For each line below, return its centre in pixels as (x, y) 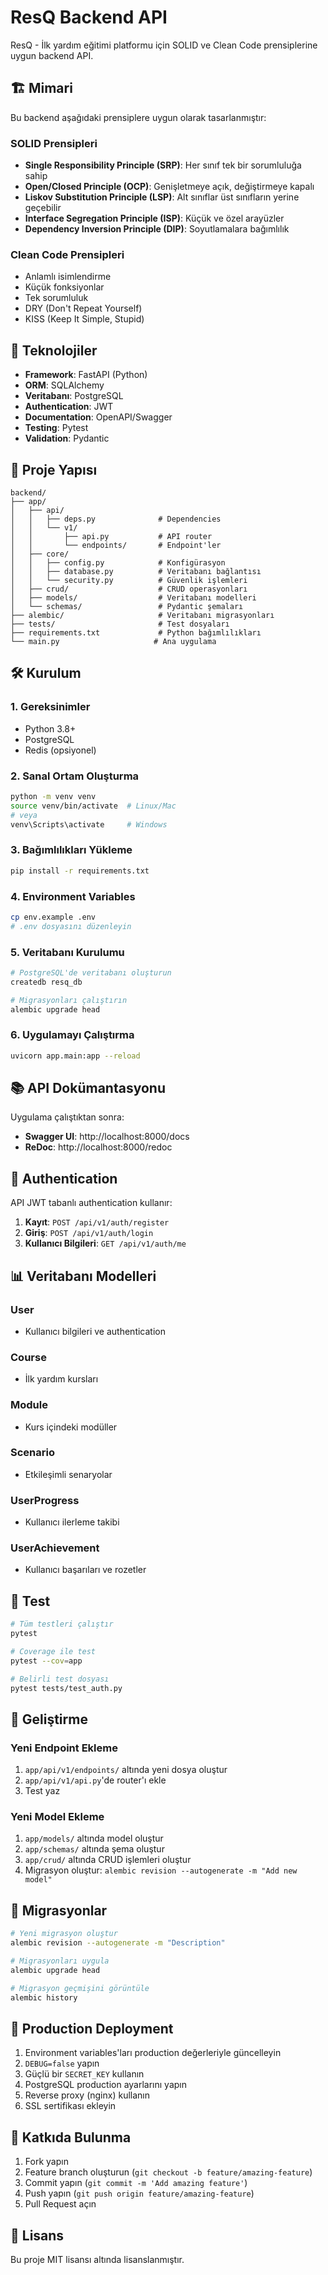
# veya (24, 815)
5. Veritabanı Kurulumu (67, 952)
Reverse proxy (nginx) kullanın (87, 2095)
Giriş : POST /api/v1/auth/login (89, 1233)
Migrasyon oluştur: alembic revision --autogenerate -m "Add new (161, 1870)
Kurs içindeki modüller (71, 1427)
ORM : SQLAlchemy (64, 385)
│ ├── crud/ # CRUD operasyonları (129, 589)
